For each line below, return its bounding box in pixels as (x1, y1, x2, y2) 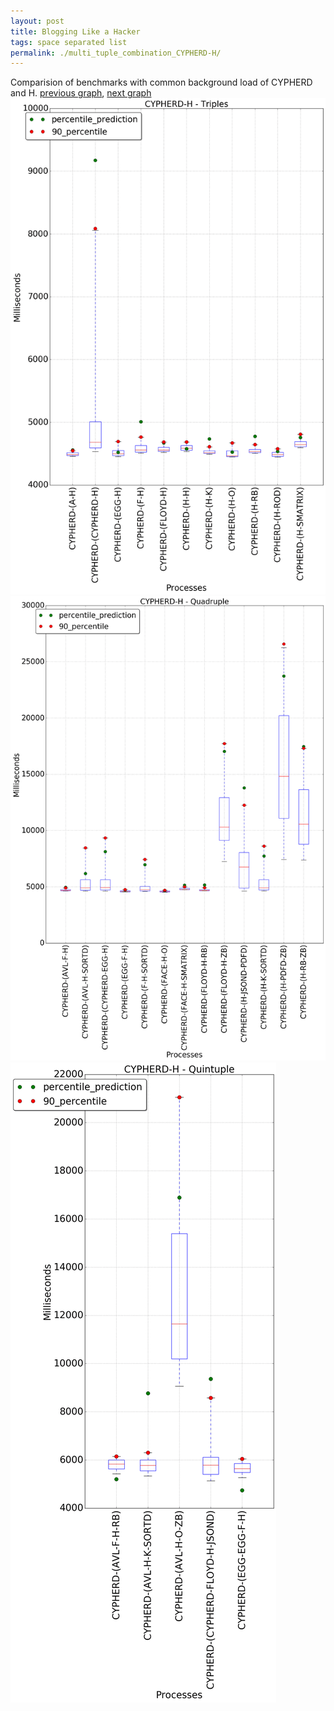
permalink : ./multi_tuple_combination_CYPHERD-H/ (10, 48, 222, 58)
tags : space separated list (10, 37, 128, 47)
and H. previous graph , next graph (10, 87, 152, 99)
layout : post (10, 16, 65, 26)
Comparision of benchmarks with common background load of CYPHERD (10, 76, 313, 89)
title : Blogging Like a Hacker (10, 26, 141, 37)
